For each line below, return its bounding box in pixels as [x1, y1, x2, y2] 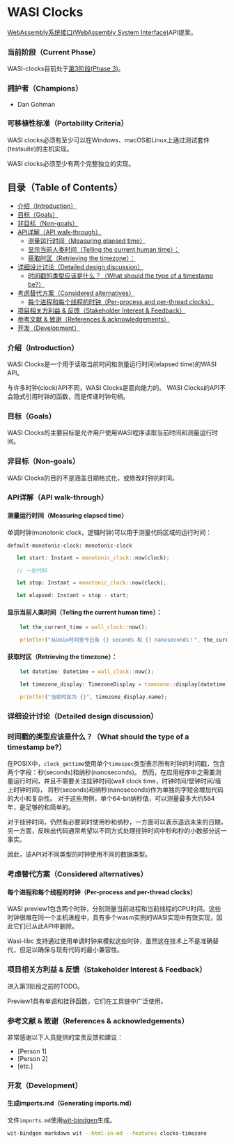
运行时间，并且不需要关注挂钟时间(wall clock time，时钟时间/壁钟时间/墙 [13, 777, 221, 785]
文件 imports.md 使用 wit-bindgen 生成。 [7, 1116, 116, 1124]
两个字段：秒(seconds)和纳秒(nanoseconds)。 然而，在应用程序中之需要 [7, 768, 216, 776]
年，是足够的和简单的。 [7, 803, 75, 811]
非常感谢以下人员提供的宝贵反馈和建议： [7, 1033, 123, 1041]
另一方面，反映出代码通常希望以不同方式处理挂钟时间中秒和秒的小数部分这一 [7, 827, 227, 835]
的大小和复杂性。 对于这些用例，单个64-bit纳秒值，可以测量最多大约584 [7, 795, 215, 803]
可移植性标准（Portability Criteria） [7, 119, 129, 128]
